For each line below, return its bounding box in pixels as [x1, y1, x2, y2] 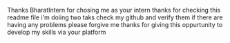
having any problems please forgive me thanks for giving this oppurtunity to [7, 21, 223, 28]
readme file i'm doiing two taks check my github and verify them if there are [7, 13, 223, 21]
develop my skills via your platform [7, 28, 106, 36]
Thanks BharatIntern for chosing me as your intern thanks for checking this [7, 6, 221, 14]
